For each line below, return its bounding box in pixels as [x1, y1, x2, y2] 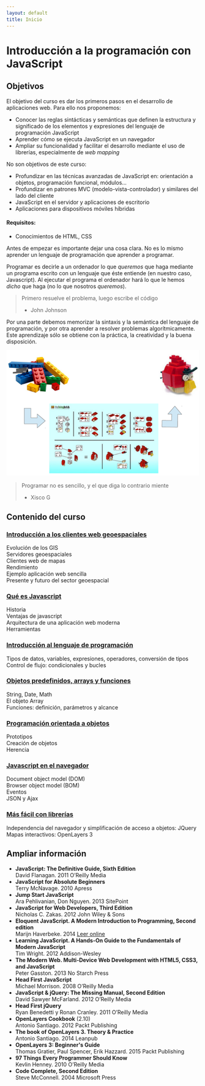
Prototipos [6, 733, 32, 740]
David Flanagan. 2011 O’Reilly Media [15, 871, 106, 878]
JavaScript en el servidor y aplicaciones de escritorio [15, 198, 150, 206]
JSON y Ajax [6, 795, 39, 802]
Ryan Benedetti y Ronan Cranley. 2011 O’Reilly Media [15, 1008, 148, 1016]
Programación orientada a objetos [6, 719, 110, 727]
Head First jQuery [15, 1002, 62, 1009]
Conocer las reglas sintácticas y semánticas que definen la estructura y [15, 115, 196, 123]
